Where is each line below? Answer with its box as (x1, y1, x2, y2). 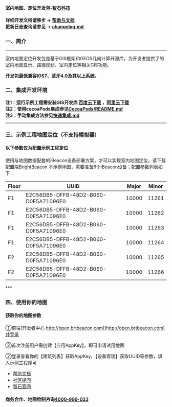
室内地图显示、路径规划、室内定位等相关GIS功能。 (5, 62, 112, 68)
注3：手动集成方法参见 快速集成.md (5, 112, 80, 118)
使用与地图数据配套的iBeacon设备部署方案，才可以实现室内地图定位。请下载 (5, 157, 166, 163)
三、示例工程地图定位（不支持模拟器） (5, 131, 100, 138)
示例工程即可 (9, 360, 37, 366)
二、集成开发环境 (5, 86, 48, 94)
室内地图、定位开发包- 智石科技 (5, 5, 71, 11)
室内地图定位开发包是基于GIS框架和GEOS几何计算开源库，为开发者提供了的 (5, 55, 164, 61)
